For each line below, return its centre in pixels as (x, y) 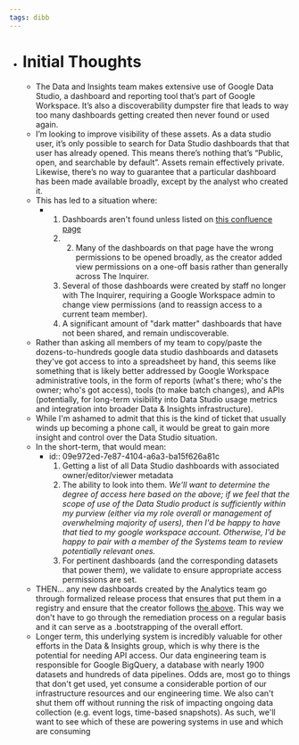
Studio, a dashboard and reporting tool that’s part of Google (145, 95)
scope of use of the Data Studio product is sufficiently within (174, 503)
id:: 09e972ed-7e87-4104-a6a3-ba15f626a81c (134, 456)
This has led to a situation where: (96, 200)
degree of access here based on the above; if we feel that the (176, 494)
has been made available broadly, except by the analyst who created (162, 181)
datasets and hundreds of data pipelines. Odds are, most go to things (163, 674)
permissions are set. (100, 579)
